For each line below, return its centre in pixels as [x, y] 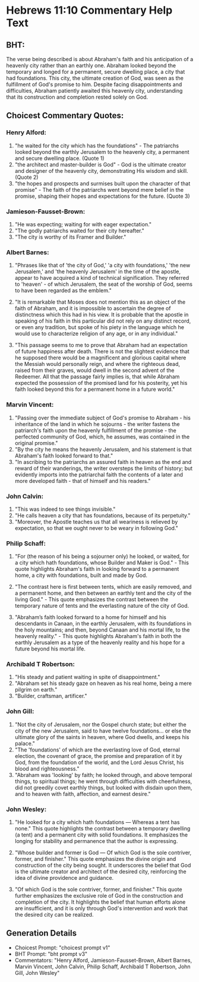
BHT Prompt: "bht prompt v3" [51, 953]
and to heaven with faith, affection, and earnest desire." [83, 794]
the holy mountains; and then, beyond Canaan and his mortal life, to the [102, 630]
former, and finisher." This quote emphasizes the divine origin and [95, 859]
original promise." [36, 443]
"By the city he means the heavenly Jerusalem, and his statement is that [103, 449]
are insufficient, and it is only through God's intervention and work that [101, 908]
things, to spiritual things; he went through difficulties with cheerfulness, [103, 781]
